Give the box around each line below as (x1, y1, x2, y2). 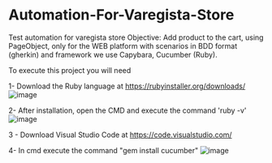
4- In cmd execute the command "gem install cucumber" (8, 145, 199, 155)
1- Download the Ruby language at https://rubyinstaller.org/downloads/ (8, 81, 246, 91)
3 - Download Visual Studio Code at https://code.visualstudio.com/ (8, 130, 233, 139)
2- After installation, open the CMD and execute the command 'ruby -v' (8, 105, 247, 115)
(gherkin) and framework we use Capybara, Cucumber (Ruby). (8, 49, 218, 59)
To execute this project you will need (8, 65, 132, 75)
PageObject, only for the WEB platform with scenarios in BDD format (8, 41, 238, 50)
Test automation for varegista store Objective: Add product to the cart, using (8, 32, 264, 42)
